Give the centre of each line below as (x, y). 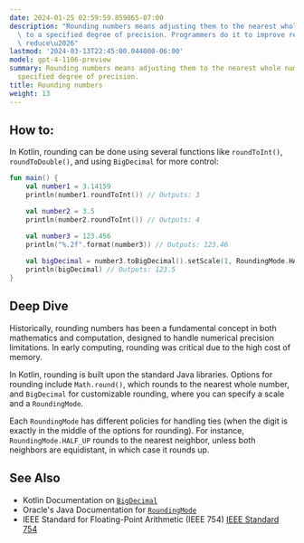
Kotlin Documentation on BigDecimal (90, 500)
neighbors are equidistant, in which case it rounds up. (109, 450)
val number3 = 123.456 (68, 236)
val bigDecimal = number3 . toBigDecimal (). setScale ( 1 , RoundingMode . (157, 262)
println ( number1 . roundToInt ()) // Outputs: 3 (113, 195)
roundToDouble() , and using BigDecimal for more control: (114, 162)
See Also (35, 478)
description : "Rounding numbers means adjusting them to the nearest (143, 26)
